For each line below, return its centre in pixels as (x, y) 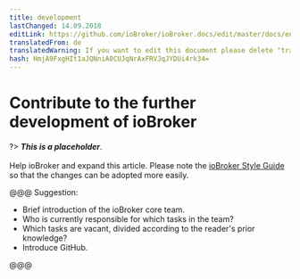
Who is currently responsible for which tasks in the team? (128, 218)
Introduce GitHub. (55, 247)
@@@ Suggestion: (44, 192)
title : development (46, 17)
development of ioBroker (103, 122)
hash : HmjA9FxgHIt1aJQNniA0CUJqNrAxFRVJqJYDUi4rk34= (109, 59)
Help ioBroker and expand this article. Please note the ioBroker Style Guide (147, 165)
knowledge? (45, 238)
